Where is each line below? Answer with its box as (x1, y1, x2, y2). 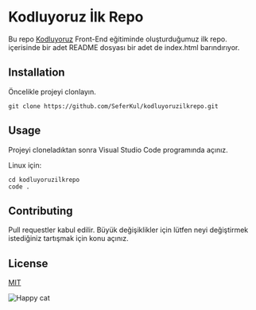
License (8, 257, 48, 270)
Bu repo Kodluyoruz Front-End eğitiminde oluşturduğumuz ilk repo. (8, 34, 228, 44)
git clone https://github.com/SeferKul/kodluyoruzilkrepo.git (8, 102, 219, 110)
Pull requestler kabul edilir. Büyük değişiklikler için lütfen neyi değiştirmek (8, 225, 249, 234)
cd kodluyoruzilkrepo (8, 176, 80, 184)
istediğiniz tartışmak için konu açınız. (8, 234, 129, 243)
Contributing (8, 203, 73, 218)
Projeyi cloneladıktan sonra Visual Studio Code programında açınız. (8, 145, 228, 154)
